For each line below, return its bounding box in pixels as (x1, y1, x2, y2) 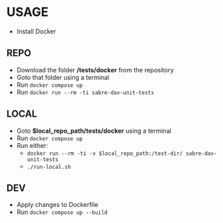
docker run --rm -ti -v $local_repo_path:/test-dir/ (26, 150, 183, 157)
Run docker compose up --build (16, 208, 108, 216)
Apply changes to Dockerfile (16, 201, 99, 209)
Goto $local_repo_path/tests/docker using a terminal (16, 126, 172, 135)
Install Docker (16, 27, 56, 35)
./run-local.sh (26, 163, 71, 170)
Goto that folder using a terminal (16, 73, 110, 81)
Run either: (16, 141, 49, 149)
